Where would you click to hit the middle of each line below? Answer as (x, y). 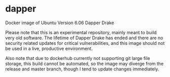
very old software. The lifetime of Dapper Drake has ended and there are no (84, 38)
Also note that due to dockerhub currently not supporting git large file (78, 58)
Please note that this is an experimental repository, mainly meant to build (81, 32)
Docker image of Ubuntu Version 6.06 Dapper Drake (60, 23)
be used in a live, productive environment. (49, 48)
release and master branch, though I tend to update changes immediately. (82, 69)
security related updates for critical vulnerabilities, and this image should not (85, 43)
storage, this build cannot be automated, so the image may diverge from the (84, 63)
